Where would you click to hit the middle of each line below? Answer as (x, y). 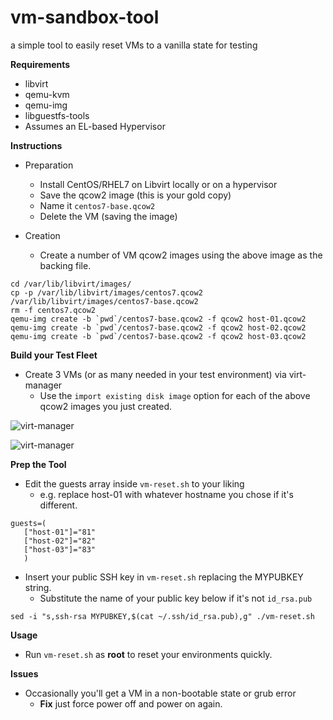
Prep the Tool (38, 464)
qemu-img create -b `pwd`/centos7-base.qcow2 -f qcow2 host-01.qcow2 (158, 319)
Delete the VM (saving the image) (108, 216)
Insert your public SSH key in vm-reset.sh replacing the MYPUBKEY (164, 577)
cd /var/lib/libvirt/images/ (71, 284)
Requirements (40, 64)
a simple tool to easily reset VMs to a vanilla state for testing (134, 45)
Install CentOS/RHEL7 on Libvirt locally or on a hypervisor (158, 184)
